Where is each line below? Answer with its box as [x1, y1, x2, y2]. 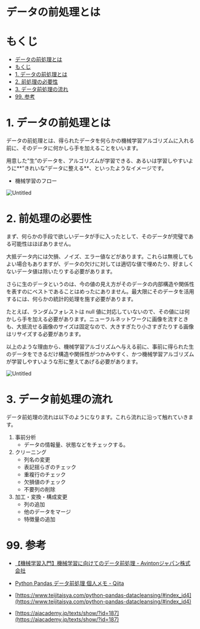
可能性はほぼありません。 [11, 240, 75, 247]
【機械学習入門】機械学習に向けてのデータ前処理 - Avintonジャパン [14, 559, 180, 566]
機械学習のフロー [14, 177, 57, 185]
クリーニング [14, 448, 47, 456]
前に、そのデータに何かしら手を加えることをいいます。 [6, 144, 141, 152]
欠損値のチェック [23, 478, 66, 485]
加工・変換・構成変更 [14, 493, 67, 500]
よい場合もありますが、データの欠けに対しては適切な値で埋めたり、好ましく [6, 261, 194, 267]
